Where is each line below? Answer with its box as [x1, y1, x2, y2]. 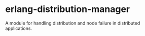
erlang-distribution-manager [5, 3, 130, 15]
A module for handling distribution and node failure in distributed [5, 20, 140, 26]
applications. [5, 25, 32, 31]
